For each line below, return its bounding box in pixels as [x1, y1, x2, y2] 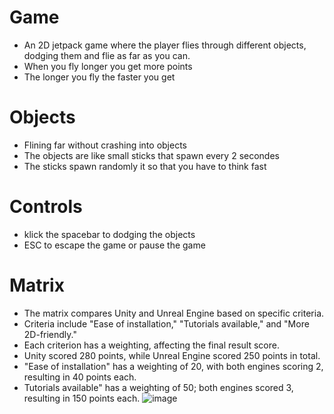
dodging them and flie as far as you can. [23, 49, 191, 61]
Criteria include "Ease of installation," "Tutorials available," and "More [23, 317, 310, 330]
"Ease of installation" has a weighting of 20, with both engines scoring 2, [23, 360, 324, 372]
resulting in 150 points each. [23, 392, 141, 404]
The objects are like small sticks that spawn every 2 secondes [23, 149, 280, 161]
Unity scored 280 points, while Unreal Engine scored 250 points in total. [23, 349, 321, 361]
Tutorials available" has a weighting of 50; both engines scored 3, [23, 381, 294, 393]
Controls [9, 196, 83, 218]
